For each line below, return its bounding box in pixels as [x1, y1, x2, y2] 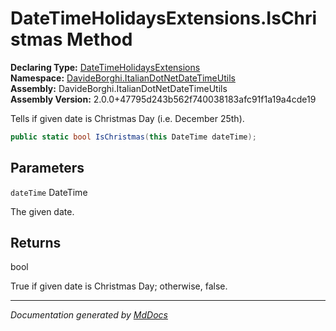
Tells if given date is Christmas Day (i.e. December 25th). [10, 112, 245, 124]
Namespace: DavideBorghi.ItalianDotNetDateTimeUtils [10, 72, 236, 84]
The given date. [10, 205, 75, 217]
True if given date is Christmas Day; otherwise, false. [10, 280, 228, 292]
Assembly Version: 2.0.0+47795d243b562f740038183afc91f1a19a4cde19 [10, 93, 317, 105]
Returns [10, 235, 62, 252]
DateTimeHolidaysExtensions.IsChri [10, 7, 318, 30]
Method [66, 28, 133, 51]
